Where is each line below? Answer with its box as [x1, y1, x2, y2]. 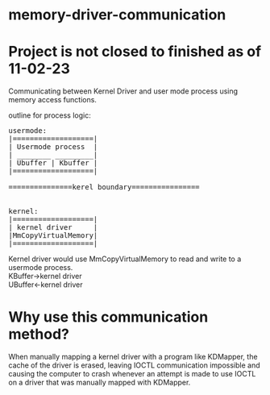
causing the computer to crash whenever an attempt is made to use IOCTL [8, 369, 256, 379]
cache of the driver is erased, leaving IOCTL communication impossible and [8, 360, 260, 370]
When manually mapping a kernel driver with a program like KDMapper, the [8, 352, 258, 362]
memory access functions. [8, 95, 97, 105]
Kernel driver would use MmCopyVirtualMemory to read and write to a [8, 254, 242, 264]
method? [8, 325, 70, 343]
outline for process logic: [8, 110, 91, 120]
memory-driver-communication [8, 6, 226, 24]
